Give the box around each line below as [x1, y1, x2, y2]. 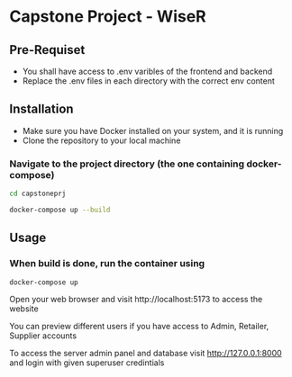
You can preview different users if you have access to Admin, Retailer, [9, 321, 269, 332]
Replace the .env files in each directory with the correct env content [22, 76, 275, 86]
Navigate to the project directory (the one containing [9, 157, 245, 170]
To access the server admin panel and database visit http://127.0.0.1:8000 [9, 348, 282, 359]
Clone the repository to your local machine [22, 135, 181, 146]
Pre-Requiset [9, 42, 86, 58]
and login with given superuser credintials [9, 357, 165, 368]
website [9, 303, 39, 314]
